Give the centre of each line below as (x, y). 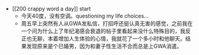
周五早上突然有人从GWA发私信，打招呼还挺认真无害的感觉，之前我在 (107, 23)
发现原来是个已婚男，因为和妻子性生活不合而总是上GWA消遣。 (104, 46)
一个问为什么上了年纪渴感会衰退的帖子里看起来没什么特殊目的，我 (103, 31)
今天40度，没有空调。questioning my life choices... (85, 16)
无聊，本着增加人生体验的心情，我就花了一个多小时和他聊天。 (109, 38)
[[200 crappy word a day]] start (51, 9)
